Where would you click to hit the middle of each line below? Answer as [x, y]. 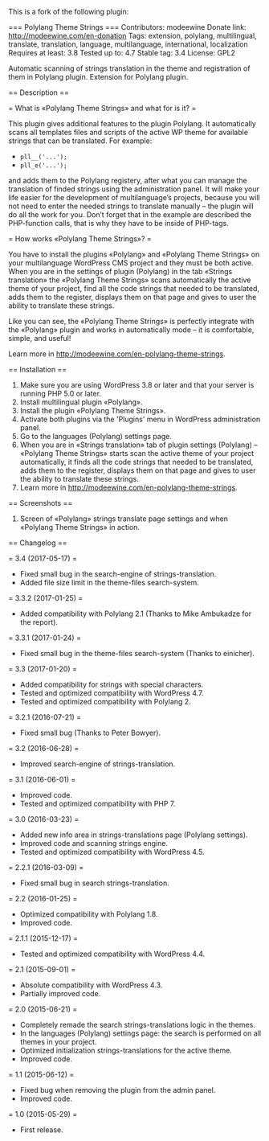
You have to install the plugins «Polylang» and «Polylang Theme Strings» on [134, 254]
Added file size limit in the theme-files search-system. [109, 583]
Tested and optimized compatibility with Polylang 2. [105, 702]
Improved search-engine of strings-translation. [98, 764]
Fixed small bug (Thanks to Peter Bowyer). [90, 733]
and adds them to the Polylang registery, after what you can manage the [128, 181]
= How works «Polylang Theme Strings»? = [80, 239]
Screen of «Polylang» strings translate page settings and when [124, 519]
